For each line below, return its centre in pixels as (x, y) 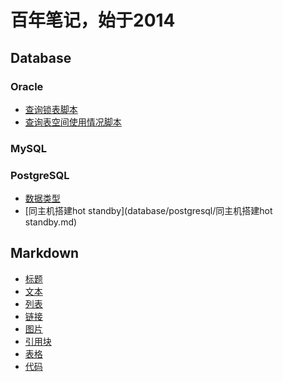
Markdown (45, 253)
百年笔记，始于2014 (93, 20)
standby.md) (51, 222)
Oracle (27, 86)
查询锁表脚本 (51, 109)
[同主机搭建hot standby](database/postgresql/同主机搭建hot (148, 211)
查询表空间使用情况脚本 (73, 122)
